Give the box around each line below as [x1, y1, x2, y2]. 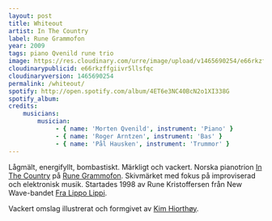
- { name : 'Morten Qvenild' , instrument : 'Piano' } [55, 125, 234, 133]
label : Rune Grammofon [8, 34, 85, 43]
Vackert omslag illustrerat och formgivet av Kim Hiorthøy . [8, 203, 199, 213]
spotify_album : [8, 95, 60, 103]
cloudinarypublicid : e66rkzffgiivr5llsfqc [8, 65, 154, 73]
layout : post [8, 11, 53, 20]
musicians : [23, 110, 60, 118]
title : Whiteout [8, 19, 63, 28]
